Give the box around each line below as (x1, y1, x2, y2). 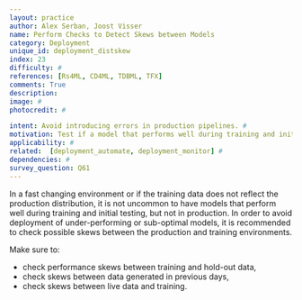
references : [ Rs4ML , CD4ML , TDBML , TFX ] (9, 72, 164, 81)
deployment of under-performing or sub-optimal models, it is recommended (9, 217, 291, 228)
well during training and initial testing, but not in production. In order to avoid (9, 207, 293, 218)
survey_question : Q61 (9, 163, 91, 172)
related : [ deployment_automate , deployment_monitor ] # (9, 147, 223, 156)
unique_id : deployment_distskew (9, 47, 130, 56)
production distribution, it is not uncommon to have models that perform (9, 197, 277, 208)
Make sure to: (9, 244, 60, 255)
